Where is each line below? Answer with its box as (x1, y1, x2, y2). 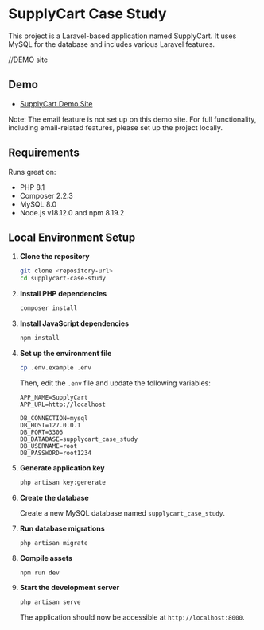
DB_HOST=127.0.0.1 (19, 421, 81, 429)
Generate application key (19, 462, 105, 473)
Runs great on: (8, 167, 56, 176)
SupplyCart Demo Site (19, 99, 93, 108)
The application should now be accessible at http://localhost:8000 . (19, 613, 245, 622)
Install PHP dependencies (19, 289, 107, 299)
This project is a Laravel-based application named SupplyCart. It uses (8, 31, 237, 41)
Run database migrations (19, 524, 105, 533)
